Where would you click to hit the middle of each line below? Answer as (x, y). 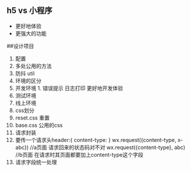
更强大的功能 (31, 33)
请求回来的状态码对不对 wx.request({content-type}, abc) (117, 147)
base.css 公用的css (39, 125)
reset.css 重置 (32, 118)
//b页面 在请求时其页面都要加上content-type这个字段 (79, 154)
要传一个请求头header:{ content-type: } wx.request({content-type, (95, 140)
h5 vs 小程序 (29, 11)
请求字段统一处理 (36, 162)
